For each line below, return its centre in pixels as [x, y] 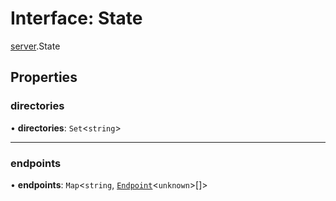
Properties [44, 77]
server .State [35, 46]
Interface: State [76, 18]
